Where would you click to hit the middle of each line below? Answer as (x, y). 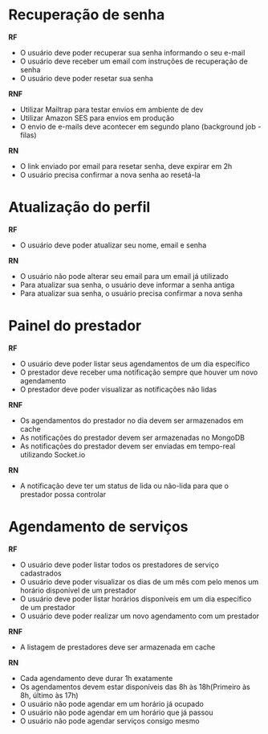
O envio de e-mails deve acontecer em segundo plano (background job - (140, 126)
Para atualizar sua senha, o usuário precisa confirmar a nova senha (131, 293)
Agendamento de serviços (98, 527)
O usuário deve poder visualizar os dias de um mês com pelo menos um (139, 581)
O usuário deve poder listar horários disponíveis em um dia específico (136, 599)
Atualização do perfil (79, 207)
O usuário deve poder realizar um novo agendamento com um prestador (139, 616)
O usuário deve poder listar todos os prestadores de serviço (119, 564)
